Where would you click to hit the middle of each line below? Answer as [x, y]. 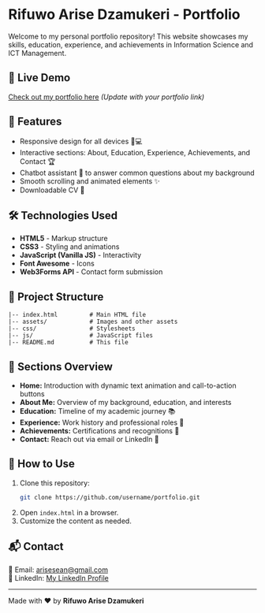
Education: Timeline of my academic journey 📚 [97, 411]
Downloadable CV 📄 [52, 190]
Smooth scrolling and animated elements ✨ [90, 181]
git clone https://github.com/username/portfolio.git [110, 497]
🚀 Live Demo [39, 78]
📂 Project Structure [56, 297]
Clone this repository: [54, 483]
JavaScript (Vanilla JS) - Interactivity [80, 255]
